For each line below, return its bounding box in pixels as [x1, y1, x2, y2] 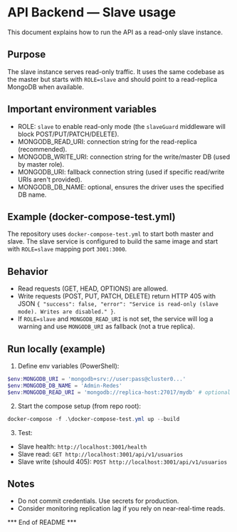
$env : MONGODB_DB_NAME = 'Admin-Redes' [7, 382, 122, 389]
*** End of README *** [7, 518, 77, 527]
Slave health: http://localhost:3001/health [17, 442, 147, 451]
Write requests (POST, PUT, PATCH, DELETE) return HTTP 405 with [17, 292, 216, 301]
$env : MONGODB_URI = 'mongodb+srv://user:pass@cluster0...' [7, 375, 186, 382]
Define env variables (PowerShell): [17, 362, 120, 370]
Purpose [7, 48, 46, 61]
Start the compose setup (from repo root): [17, 402, 141, 410]
